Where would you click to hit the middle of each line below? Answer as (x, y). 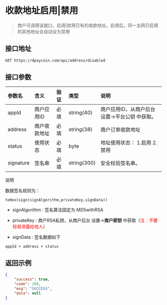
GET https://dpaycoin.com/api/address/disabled (55, 61)
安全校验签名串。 (120, 163)
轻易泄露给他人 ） (30, 227)
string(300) (82, 163)
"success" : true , (32, 279)
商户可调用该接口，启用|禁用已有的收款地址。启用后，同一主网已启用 (88, 25)
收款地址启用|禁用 (42, 11)
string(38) (81, 129)
